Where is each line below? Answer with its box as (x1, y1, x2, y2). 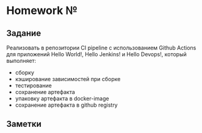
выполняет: (6, 57, 37, 64)
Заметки (6, 119, 41, 129)
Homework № (6, 4, 78, 18)
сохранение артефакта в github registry (15, 101, 118, 109)
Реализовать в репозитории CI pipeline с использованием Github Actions (6, 44, 197, 51)
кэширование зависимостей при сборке (15, 76, 121, 82)
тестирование (15, 82, 52, 89)
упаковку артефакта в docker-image (15, 95, 109, 102)
